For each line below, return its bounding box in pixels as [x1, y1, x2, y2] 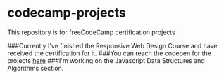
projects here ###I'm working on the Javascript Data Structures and [7, 56, 206, 64]
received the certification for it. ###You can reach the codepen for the [7, 49, 211, 57]
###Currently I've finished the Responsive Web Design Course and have [7, 41, 218, 50]
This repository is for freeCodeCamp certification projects [7, 28, 176, 36]
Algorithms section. [7, 64, 64, 72]
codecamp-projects [7, 5, 127, 21]
